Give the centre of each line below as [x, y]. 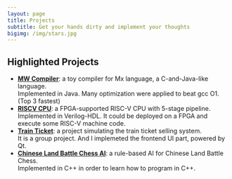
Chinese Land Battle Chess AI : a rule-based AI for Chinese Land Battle [120, 153]
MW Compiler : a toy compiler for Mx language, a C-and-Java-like [113, 79]
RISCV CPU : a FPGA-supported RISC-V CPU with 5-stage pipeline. [114, 109]
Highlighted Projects [53, 61]
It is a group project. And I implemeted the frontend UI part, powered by [121, 138]
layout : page [26, 14]
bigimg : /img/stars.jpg [42, 33]
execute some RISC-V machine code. [71, 124]
